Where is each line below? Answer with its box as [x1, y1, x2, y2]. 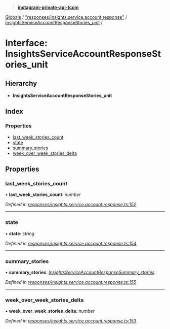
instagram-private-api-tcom [17, 5, 79, 10]
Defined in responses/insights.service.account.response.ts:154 [5, 240, 137, 246]
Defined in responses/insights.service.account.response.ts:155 [5, 279, 137, 285]
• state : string [5, 231, 34, 237]
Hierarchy [5, 79, 37, 88]
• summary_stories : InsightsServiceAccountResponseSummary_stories [5, 269, 155, 275]
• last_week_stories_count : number [5, 191, 81, 198]
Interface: [5, 38, 48, 49]
